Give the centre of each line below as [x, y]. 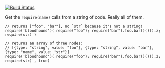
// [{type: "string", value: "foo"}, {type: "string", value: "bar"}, [80, 48]
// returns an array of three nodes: [44, 43]
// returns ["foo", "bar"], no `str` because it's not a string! [74, 26]
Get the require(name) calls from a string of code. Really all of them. [75, 17]
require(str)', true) [27, 61]
